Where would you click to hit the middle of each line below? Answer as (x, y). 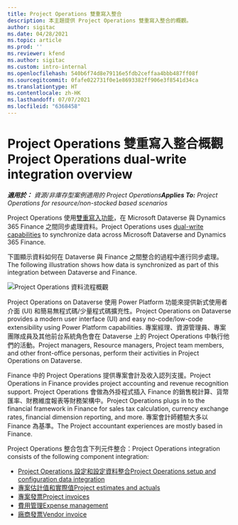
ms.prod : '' (25, 47)
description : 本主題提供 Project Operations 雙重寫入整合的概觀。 (99, 21)
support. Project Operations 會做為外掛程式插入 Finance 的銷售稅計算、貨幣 (118, 391)
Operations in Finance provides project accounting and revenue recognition (118, 383)
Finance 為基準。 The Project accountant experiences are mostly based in (115, 426)
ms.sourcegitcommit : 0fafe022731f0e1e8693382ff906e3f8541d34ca (103, 80)
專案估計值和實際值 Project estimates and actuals (89, 487)
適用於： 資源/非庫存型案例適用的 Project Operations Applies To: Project (113, 195)
